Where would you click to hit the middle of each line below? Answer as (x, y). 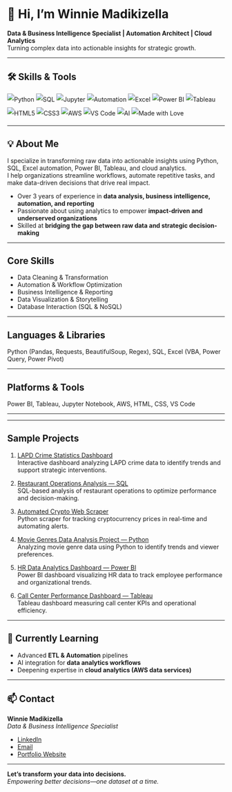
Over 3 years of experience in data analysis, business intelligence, (114, 196)
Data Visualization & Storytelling (62, 299)
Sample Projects (43, 439)
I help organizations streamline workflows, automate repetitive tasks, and (111, 175)
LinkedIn (29, 739)
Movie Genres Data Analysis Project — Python (83, 539)
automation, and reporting (56, 203)
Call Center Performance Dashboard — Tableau (85, 595)
